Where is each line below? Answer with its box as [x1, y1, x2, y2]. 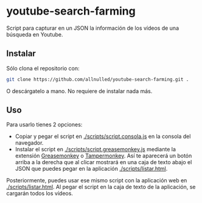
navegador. [15, 139, 44, 146]
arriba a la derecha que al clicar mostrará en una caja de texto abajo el [15, 159, 192, 166]
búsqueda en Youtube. [6, 30, 63, 38]
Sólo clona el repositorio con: [6, 64, 80, 72]
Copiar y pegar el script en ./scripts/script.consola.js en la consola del [15, 132, 191, 140]
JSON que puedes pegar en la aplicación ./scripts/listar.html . [15, 165, 168, 173]
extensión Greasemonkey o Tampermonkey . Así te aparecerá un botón [15, 152, 192, 159]
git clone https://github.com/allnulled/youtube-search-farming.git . [6, 76, 189, 83]
